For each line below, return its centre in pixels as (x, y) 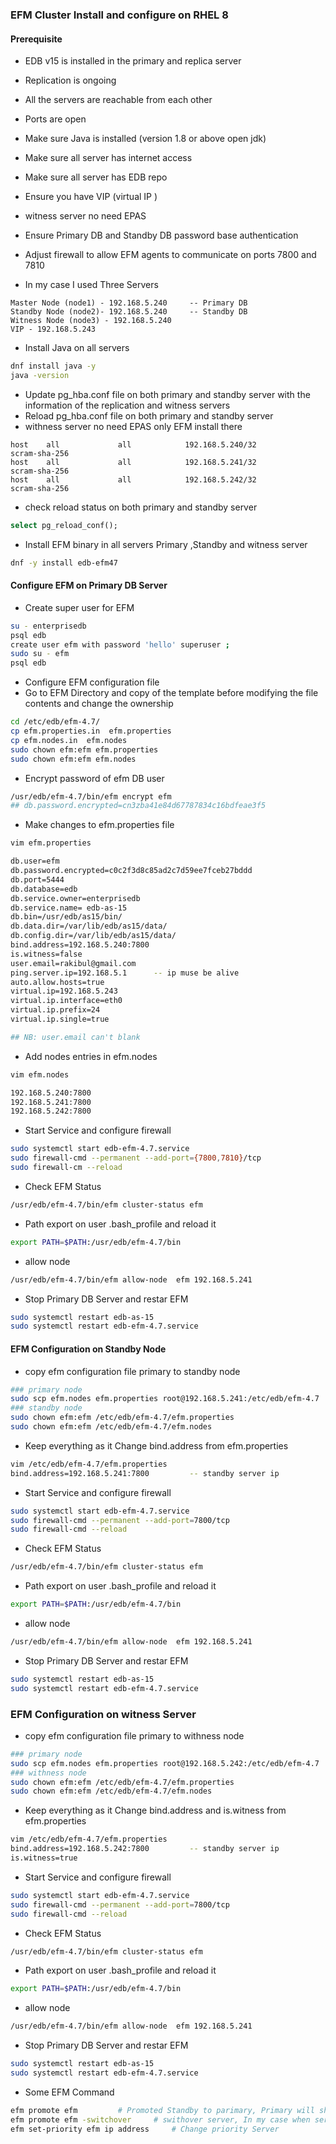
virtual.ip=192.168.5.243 (64, 991)
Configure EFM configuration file (92, 682)
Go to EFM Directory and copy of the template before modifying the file (171, 693)
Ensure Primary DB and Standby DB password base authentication (161, 235)
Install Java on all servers (77, 348)
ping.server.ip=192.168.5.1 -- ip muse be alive (125, 973)
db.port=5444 (37, 879)
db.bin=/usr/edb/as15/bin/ (66, 917)
